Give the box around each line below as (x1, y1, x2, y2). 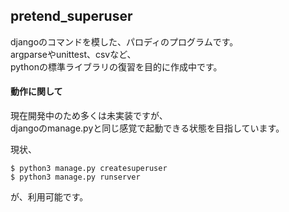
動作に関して (10, 85, 63, 98)
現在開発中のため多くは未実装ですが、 (10, 110, 168, 122)
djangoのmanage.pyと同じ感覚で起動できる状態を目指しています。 (10, 122, 285, 134)
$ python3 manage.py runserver (10, 172, 141, 183)
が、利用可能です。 (10, 191, 89, 203)
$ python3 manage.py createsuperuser (10, 164, 168, 174)
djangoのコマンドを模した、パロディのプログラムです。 (10, 35, 239, 48)
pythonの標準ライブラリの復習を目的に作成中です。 (10, 60, 223, 73)
